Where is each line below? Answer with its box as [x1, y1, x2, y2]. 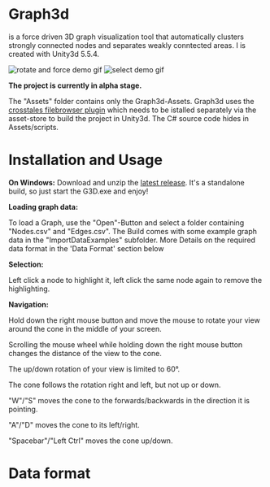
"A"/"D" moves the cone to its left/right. [8, 420, 140, 429]
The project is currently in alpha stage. [8, 80, 142, 90]
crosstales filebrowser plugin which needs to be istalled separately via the [8, 105, 257, 115]
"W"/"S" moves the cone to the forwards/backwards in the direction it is [8, 395, 250, 405]
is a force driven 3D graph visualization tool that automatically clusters [8, 32, 244, 41]
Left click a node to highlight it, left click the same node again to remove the [8, 275, 263, 285]
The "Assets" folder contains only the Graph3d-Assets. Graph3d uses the [8, 96, 255, 106]
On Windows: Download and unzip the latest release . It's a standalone [8, 177, 246, 187]
